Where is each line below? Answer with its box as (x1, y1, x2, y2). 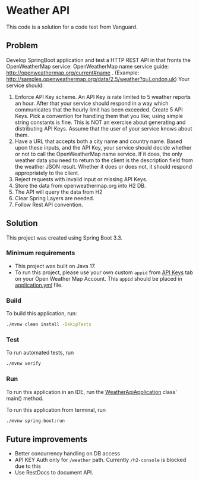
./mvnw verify (6, 361, 42, 367)
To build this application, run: (6, 310, 77, 317)
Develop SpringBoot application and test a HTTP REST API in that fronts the (6, 56, 191, 63)
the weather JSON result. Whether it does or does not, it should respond (14, 163, 192, 170)
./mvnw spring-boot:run (6, 418, 65, 424)
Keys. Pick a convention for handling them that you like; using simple (14, 112, 183, 119)
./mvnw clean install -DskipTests (6, 321, 92, 328)
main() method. (6, 395, 44, 402)
